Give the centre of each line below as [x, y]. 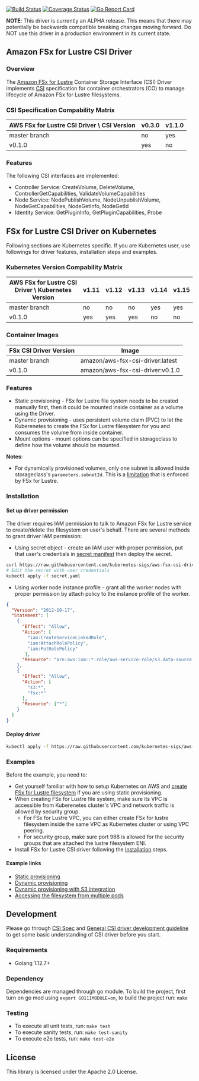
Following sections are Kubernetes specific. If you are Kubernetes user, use [98, 246]
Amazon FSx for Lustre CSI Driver [69, 52]
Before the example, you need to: [47, 775]
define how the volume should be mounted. [68, 445]
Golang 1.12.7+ [32, 963]
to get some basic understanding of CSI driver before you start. [84, 935]
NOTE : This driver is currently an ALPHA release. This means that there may [99, 21]
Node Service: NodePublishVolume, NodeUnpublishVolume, [88, 200]
